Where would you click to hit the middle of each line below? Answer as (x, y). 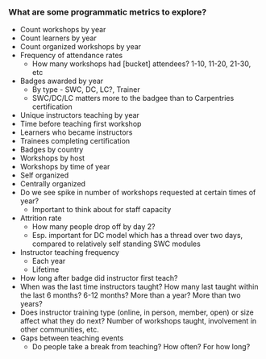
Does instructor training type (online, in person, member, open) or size (137, 312)
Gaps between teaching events (72, 338)
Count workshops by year (63, 30)
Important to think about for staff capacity (102, 210)
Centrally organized (53, 184)
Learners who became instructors (76, 132)
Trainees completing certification (75, 141)
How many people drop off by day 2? (94, 227)
